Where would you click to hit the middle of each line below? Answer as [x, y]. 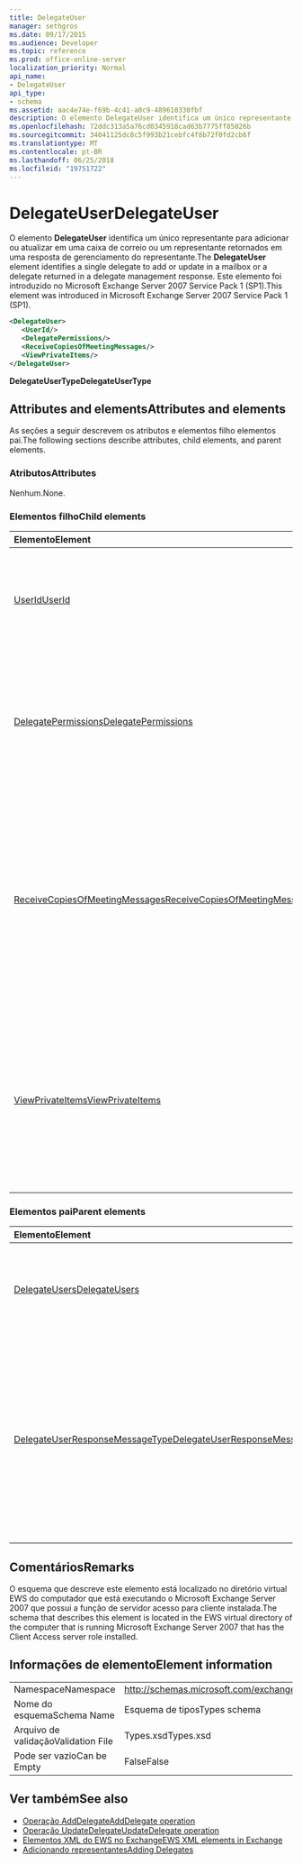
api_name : [28, 77]
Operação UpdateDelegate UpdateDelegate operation [121, 1830]
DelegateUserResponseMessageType [93, 1439]
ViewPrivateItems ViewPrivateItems [88, 1100]
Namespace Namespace [65, 1689]
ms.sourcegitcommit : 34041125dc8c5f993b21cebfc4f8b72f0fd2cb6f [130, 135]
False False [147, 1761]
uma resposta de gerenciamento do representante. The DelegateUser [138, 257]
